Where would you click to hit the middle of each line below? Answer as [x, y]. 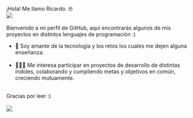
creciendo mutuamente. [45, 78]
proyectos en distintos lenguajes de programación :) [71, 34]
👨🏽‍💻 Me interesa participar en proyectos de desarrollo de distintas [97, 65]
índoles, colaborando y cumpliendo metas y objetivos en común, [95, 71]
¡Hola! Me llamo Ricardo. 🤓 [40, 9]
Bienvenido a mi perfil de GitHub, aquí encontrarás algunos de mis [89, 28]
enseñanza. [29, 52]
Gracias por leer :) [29, 96]
